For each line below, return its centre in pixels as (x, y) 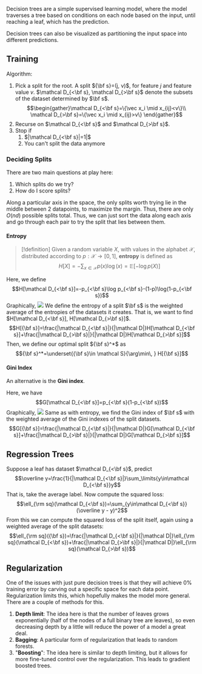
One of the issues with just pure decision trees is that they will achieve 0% (99, 582)
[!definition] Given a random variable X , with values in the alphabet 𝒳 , (108, 250)
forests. (25, 646)
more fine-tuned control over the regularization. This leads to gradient (103, 659)
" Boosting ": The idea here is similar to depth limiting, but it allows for (101, 652)
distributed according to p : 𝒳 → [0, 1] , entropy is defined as (97, 256)
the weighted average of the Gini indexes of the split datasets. (84, 419)
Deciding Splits (29, 159)
